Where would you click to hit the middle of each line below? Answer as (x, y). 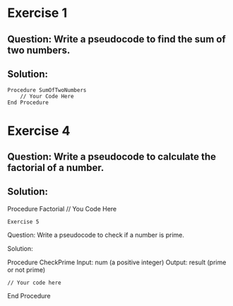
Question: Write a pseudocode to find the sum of (116, 39)
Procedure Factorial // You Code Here (62, 208)
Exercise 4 (39, 130)
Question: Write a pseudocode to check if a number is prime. (96, 235)
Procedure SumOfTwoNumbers (47, 90)
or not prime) (26, 269)
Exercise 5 (23, 222)
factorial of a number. (56, 167)
